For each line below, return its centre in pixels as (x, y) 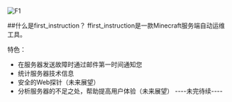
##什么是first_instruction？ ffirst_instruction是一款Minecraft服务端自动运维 (116, 25)
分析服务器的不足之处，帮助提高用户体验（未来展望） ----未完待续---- (120, 91)
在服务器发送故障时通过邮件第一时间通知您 (80, 64)
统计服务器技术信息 (46, 73)
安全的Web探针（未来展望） (59, 82)
